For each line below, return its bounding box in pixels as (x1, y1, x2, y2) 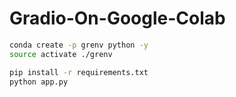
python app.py (9, 77, 69, 87)
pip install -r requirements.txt (9, 67, 149, 77)
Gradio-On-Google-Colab (9, 7, 226, 30)
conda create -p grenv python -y (9, 40, 149, 50)
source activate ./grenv (9, 49, 113, 59)
